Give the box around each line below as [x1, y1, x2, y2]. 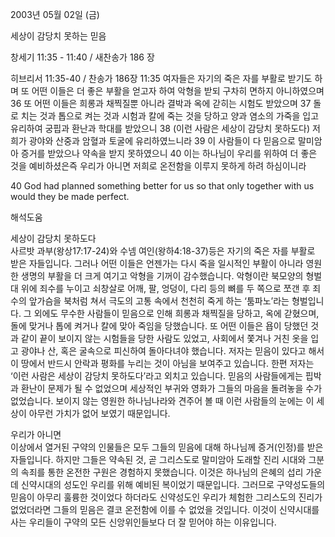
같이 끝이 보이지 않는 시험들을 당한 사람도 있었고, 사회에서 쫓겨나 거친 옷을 [20, 333, 309, 344]
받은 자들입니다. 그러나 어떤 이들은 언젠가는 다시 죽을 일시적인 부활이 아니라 [10, 258, 304, 269]
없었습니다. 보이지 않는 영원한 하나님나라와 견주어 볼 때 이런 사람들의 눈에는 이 [10, 395, 315, 407]
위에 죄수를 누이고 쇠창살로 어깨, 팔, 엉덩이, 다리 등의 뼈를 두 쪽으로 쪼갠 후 [20, 283, 311, 294]
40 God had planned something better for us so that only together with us [10, 180, 315, 192]
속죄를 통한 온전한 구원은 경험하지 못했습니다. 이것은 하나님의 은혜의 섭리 [20, 466, 304, 478]
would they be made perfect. [10, 191, 130, 202]
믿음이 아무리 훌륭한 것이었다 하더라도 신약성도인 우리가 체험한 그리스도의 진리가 [10, 491, 323, 503]
